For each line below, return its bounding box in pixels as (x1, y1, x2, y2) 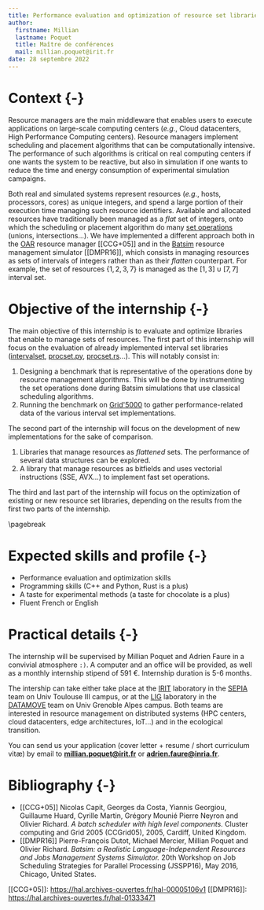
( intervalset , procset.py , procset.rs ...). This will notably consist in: (8, 351, 220, 360)
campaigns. (8, 174, 46, 183)
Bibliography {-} (8, 776, 116, 794)
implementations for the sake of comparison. (8, 432, 153, 441)
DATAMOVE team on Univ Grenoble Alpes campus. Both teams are (8, 700, 224, 709)
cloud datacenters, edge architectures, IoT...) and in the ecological (8, 717, 223, 726)
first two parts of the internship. (8, 504, 112, 514)
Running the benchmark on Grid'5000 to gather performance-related (19, 400, 244, 409)
